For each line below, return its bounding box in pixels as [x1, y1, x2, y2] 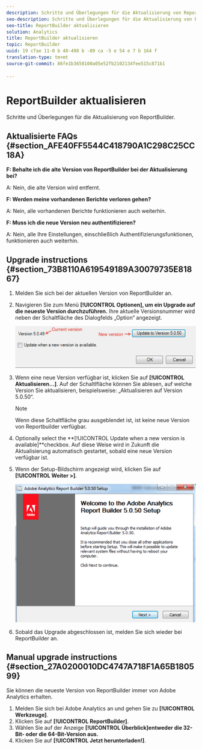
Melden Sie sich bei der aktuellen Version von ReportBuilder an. [14, 289, 173, 297]
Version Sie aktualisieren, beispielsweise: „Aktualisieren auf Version [14, 387, 183, 394]
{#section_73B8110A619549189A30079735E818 [6, 264, 192, 274]
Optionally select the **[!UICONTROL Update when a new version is [14, 434, 185, 441]
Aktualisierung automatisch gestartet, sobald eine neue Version [14, 447, 173, 455]
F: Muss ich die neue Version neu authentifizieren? [6, 219, 136, 226]
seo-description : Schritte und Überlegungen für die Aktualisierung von [6, 16, 192, 22]
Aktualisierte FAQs [6, 131, 78, 141]
